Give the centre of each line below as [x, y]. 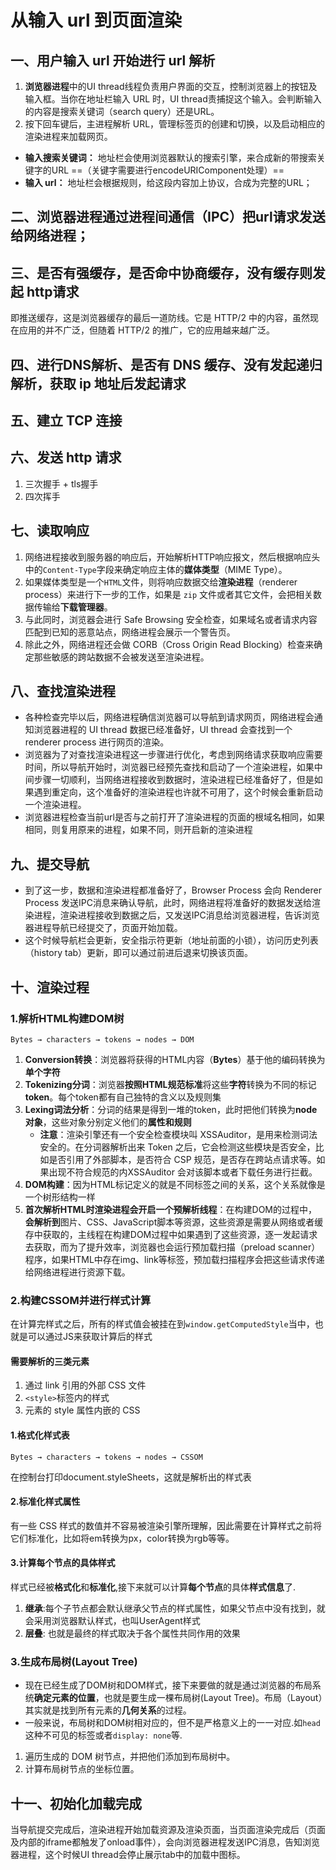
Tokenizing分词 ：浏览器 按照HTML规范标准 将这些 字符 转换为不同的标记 [170, 1084]
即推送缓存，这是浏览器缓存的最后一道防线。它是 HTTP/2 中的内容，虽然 [160, 318]
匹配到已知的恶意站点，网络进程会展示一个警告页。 [130, 632]
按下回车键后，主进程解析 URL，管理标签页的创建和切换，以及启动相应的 [175, 124]
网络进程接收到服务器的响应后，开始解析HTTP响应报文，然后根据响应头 [172, 557]
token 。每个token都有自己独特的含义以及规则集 [123, 1097]
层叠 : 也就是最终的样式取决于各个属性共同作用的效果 [132, 1633]
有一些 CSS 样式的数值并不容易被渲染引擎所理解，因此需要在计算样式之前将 [166, 1525]
